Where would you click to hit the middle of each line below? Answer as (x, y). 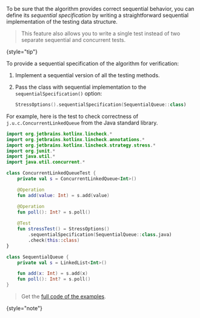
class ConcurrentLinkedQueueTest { (51, 173)
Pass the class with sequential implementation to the (81, 87)
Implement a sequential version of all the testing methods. (87, 75)
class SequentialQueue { (38, 257)
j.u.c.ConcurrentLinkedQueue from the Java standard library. (82, 123)
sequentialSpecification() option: (58, 93)
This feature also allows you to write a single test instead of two (101, 33)
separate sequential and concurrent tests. (73, 40)
